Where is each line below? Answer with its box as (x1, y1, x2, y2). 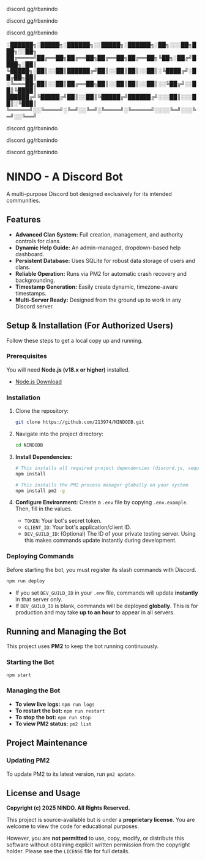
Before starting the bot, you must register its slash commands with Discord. (6, 566, 197, 573)
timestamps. (15, 289, 47, 297)
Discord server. (15, 302, 54, 310)
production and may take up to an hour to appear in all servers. (15, 608, 175, 616)
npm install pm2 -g (15, 488, 65, 494)
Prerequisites (6, 352, 47, 361)
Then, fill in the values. (15, 505, 73, 512)
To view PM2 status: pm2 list (15, 720, 92, 727)
